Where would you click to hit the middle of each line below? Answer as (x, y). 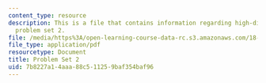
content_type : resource (47, 15)
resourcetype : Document (47, 52)
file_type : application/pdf (55, 45)
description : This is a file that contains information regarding (120, 23)
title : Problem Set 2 (44, 60)
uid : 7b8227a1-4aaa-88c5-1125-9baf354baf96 (81, 67)
